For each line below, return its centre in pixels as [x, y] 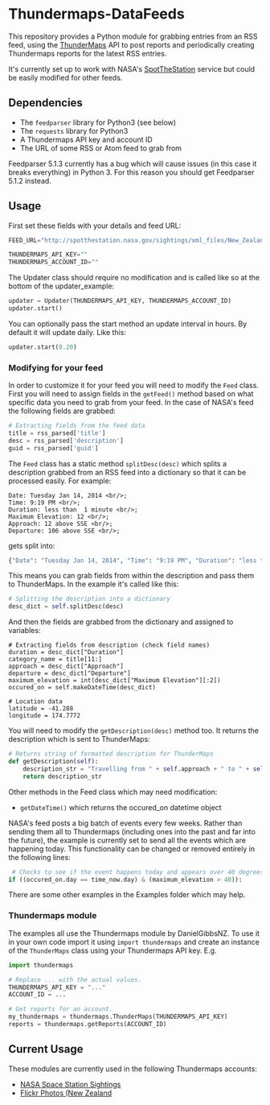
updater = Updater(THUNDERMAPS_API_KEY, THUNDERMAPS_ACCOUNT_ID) [120, 301]
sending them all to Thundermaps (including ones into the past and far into [132, 831]
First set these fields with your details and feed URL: [95, 226]
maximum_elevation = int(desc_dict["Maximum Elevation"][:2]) [115, 681]
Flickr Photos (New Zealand [66, 1093]
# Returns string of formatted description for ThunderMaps [111, 754]
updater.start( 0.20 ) [43, 347]
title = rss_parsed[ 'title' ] [57, 433]
